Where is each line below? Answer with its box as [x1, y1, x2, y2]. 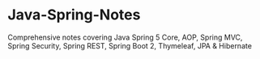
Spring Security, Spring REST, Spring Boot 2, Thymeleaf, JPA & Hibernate [7, 40, 253, 50]
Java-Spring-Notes [7, 6, 141, 24]
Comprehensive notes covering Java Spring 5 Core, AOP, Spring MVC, [7, 32, 243, 42]
